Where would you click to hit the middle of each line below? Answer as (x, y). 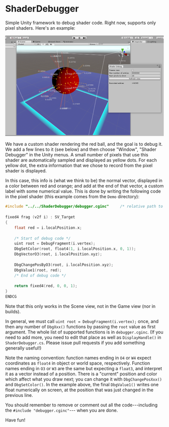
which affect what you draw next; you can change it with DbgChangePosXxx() (84, 379)
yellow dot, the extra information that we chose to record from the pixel (79, 165)
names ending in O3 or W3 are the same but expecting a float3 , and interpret (84, 369)
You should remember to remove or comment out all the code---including (81, 405)
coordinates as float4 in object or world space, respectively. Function (77, 363)
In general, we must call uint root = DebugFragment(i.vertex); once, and (82, 321)
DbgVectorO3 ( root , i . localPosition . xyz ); (58, 254)
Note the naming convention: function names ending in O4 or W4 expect (78, 358)
